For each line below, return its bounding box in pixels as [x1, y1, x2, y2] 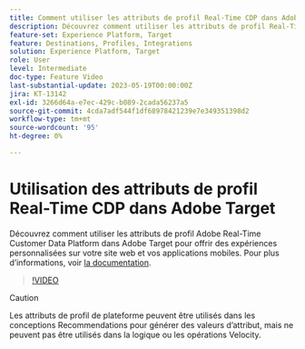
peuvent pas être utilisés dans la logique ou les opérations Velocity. [9, 329, 261, 340]
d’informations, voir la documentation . [9, 256, 152, 268]
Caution [9, 292, 39, 303]
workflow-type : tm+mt [9, 115, 92, 124]
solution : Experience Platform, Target [9, 47, 161, 56]
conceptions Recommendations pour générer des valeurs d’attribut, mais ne [9, 319, 294, 330]
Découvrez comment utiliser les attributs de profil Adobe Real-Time [9, 228, 261, 239]
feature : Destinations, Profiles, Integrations [9, 38, 193, 48]
